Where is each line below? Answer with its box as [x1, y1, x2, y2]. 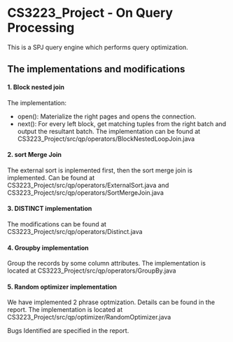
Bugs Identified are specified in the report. [7, 327, 129, 335]
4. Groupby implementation [7, 243, 89, 252]
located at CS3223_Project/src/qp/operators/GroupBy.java [7, 266, 176, 275]
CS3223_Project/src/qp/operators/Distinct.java [7, 227, 143, 235]
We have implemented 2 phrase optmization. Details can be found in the [7, 298, 216, 306]
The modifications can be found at [7, 219, 107, 228]
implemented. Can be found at [7, 173, 95, 182]
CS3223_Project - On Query [7, 5, 174, 21]
